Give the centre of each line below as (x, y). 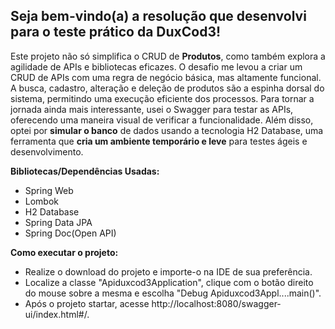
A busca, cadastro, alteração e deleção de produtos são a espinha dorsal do (167, 88)
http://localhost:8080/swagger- (216, 303)
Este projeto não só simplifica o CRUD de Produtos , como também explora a (168, 56)
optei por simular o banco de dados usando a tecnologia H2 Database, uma (167, 130)
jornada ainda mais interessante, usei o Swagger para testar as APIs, (152, 109)
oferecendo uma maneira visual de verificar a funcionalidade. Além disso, (162, 120)
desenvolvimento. (47, 151)
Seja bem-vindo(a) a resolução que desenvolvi (158, 16)
